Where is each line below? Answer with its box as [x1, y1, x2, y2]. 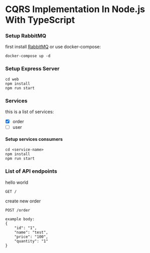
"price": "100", [14, 234, 49, 239]
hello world [5, 179, 29, 185]
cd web [5, 77, 19, 82]
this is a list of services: [5, 109, 54, 115]
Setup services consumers [5, 136, 63, 142]
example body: [5, 216, 35, 222]
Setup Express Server [5, 65, 60, 72]
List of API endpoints [5, 168, 57, 175]
